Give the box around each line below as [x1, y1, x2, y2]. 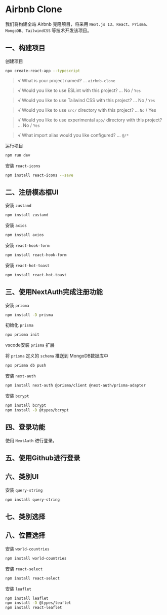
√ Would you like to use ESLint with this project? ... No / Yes [17, 87, 141, 93]
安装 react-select [5, 565, 43, 572]
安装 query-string [5, 487, 43, 493]
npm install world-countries [5, 556, 67, 561]
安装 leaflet [5, 586, 32, 592]
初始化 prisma [5, 322, 34, 328]
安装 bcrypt [5, 393, 29, 399]
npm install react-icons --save [5, 173, 73, 178]
